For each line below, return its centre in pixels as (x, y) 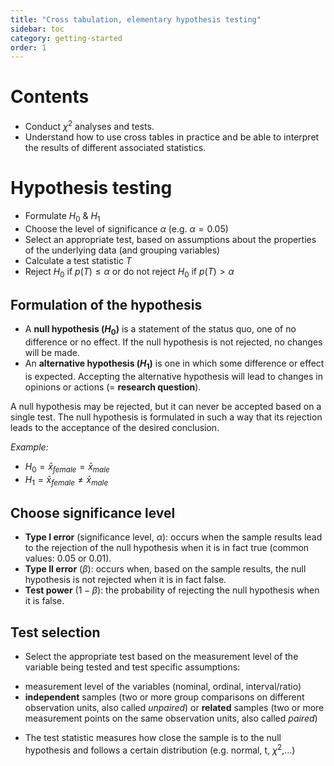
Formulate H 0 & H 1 (62, 216)
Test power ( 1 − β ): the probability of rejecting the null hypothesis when (172, 590)
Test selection (55, 632)
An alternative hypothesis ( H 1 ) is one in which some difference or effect (174, 364)
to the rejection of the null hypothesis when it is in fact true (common (167, 548)
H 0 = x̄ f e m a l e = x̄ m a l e (67, 467)
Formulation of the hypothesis (106, 304)
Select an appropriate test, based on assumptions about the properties (170, 239)
